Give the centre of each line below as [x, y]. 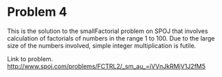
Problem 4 [37, 12]
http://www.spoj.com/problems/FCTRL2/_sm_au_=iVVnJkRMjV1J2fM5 [107, 66]
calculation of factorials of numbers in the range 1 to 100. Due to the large [111, 38]
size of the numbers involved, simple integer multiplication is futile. [102, 45]
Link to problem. [30, 58]
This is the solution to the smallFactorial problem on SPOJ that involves [108, 31]
